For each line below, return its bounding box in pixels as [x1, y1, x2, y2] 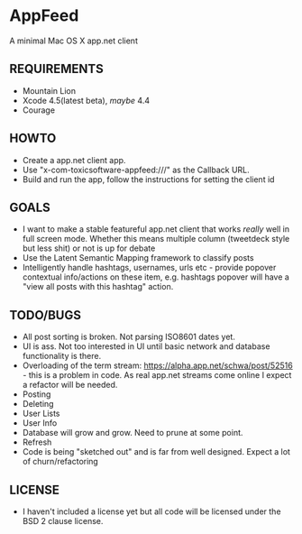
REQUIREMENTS [9, 61, 104, 77]
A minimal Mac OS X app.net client [9, 35, 138, 46]
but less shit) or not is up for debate [22, 243, 156, 253]
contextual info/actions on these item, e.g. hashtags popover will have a [22, 272, 290, 282]
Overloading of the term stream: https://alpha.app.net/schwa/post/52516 [22, 360, 293, 371]
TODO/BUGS [9, 308, 81, 323]
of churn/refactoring [22, 456, 99, 467]
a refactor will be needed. [22, 380, 118, 391]
